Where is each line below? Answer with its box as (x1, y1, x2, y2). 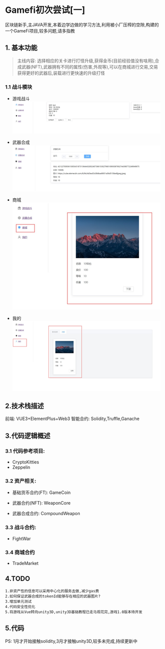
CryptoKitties (12, 459, 39, 465)
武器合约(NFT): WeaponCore (12, 500, 71, 506)
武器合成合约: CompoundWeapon (12, 511, 80, 517)
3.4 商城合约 (5, 549, 35, 555)
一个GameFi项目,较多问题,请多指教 (5, 28, 75, 33)
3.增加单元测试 (5, 599, 32, 604)
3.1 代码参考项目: (5, 448, 45, 454)
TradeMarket (12, 560, 39, 566)
